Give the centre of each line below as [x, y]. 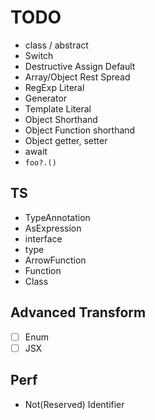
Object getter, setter [66, 140]
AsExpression [53, 228]
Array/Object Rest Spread [77, 77]
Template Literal [58, 108]
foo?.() [40, 162]
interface [43, 238]
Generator [46, 98]
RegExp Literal [54, 87]
